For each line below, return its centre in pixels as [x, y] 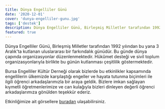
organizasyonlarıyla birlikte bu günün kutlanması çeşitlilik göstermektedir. [79, 62]
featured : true [21, 32]
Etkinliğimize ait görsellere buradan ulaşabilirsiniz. [55, 101]
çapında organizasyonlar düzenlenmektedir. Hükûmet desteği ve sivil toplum [82, 56]
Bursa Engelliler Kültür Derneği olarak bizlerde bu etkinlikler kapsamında [78, 71]
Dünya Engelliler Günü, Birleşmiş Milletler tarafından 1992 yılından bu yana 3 [82, 46]
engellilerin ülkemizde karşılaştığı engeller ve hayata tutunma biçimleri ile [79, 76]
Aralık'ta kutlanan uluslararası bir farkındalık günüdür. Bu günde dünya [76, 51]
